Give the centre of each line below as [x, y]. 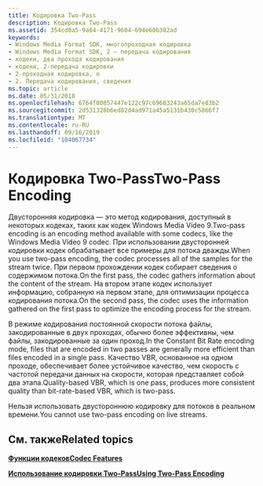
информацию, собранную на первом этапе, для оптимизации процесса [129, 293]
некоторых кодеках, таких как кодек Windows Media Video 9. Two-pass [127, 226]
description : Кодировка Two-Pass [63, 23]
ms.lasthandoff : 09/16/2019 [54, 132]
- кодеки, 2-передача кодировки [61, 67]
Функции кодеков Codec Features [66, 458]
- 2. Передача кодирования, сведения [70, 81]
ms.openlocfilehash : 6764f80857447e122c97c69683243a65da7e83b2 [114, 103]
